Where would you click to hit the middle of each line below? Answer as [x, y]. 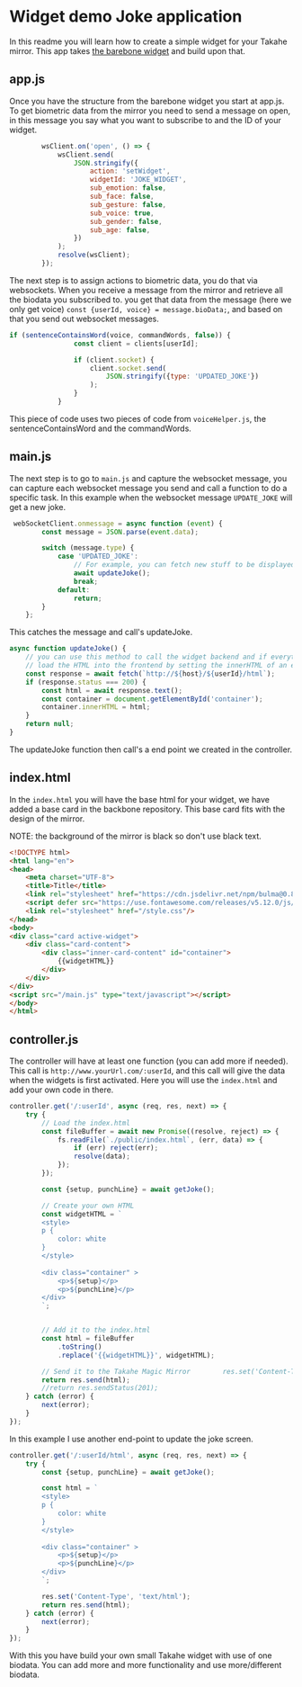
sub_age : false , [120, 230]
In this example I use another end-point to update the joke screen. [131, 1439]
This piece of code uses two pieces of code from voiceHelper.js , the [138, 418]
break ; [86, 581]
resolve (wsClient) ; [93, 255]
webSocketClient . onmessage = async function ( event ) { [118, 524]
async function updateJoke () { [68, 649]
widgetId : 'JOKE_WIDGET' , [138, 180]
